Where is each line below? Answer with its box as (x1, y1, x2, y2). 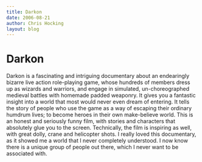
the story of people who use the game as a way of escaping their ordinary (6, 105, 192, 112)
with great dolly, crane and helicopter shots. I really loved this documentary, (6, 130, 197, 138)
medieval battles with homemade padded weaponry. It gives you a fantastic (6, 92, 196, 99)
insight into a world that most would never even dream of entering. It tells (6, 98, 190, 105)
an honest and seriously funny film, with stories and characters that (6, 118, 175, 125)
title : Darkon (6, 9, 43, 15)
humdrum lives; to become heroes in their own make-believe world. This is (6, 111, 193, 119)
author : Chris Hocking (6, 20, 64, 26)
